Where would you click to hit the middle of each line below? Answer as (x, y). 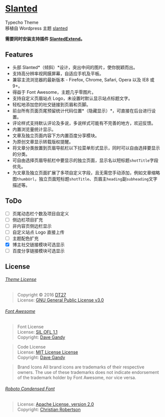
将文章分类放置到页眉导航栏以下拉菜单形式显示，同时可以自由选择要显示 (86, 148)
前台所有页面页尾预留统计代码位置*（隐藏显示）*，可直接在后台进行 (82, 111)
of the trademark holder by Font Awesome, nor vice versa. (77, 377)
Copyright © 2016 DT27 (42, 295)
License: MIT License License (48, 352)
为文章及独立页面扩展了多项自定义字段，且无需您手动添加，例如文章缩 (84, 173)
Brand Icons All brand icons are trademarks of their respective (81, 367)
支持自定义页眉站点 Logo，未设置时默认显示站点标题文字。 (72, 98)
